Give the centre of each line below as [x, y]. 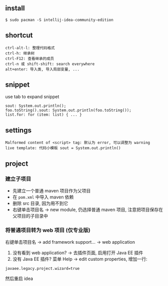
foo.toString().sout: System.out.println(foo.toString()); [68, 110]
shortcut [19, 35]
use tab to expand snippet [32, 97]
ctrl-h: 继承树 [20, 53]
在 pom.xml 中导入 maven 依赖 [43, 197]
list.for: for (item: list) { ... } [44, 115]
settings [18, 130]
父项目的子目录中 [30, 216]
